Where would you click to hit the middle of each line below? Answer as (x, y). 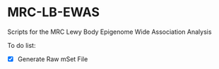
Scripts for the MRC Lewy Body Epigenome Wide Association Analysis (109, 32)
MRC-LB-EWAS (54, 12)
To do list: (22, 45)
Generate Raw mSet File (53, 59)
